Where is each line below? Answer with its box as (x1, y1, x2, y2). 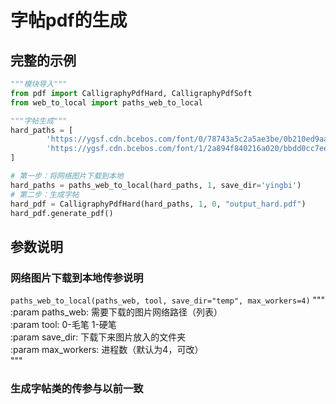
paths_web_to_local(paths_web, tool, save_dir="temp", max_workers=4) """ (10, 294, 326, 306)
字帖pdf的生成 (10, 9, 128, 32)
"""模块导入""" (10, 79, 68, 89)
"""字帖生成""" (10, 116, 68, 126)
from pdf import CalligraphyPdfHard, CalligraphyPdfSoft (10, 88, 253, 98)
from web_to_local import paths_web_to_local (10, 97, 203, 108)
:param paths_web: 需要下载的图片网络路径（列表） (10, 306, 223, 318)
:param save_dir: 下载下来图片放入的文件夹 (10, 331, 187, 343)
